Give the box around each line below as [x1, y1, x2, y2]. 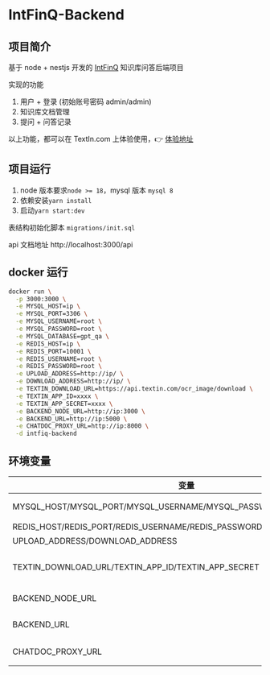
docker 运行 [8, 266, 68, 280]
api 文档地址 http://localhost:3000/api [8, 239, 133, 249]
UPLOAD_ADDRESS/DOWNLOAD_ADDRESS [12, 535, 178, 546]
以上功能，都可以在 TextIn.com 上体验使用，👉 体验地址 [8, 135, 194, 143]
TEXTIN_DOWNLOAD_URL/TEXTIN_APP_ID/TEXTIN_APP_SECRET [12, 561, 260, 573]
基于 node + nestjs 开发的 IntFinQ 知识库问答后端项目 [8, 63, 184, 72]
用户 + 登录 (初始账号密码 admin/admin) [19, 97, 152, 106]
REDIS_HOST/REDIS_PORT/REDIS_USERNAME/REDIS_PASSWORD [12, 521, 263, 532]
